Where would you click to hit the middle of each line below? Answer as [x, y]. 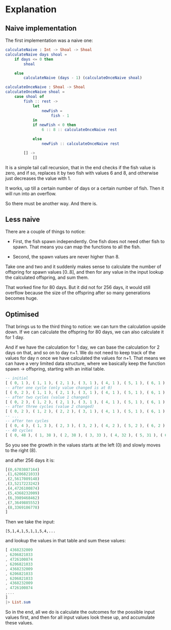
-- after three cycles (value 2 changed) [50, 407]
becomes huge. [22, 298]
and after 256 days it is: [30, 460]
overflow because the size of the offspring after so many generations [78, 293]
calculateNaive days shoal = [36, 55]
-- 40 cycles [19, 430]
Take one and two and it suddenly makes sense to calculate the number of [83, 267]
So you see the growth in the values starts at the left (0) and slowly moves [83, 445]
